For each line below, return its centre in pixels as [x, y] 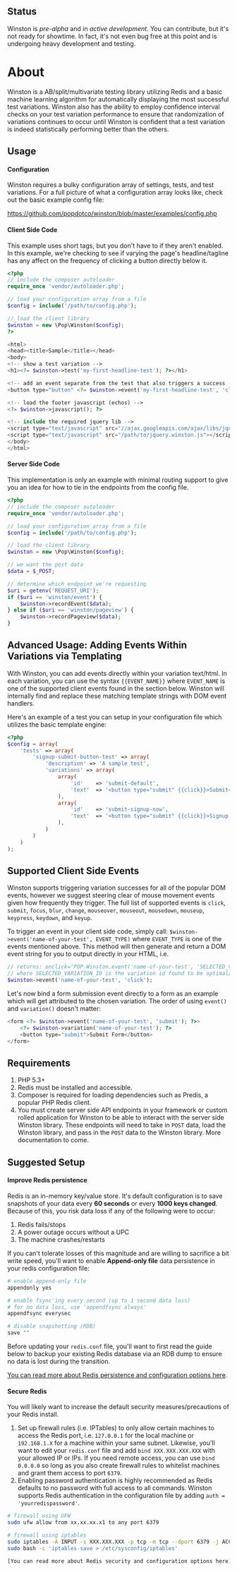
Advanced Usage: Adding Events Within [97, 645]
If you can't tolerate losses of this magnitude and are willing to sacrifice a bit [118, 1253]
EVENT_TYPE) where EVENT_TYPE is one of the [159, 939]
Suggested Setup [47, 1162]
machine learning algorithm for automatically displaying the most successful [118, 99]
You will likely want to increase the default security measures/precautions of [118, 1407]
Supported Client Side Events [73, 871]
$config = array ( [33, 744]
